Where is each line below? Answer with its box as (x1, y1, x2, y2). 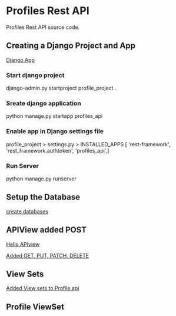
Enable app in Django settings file (6, 127, 104, 136)
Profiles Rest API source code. (6, 24, 80, 31)
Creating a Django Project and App (6, 41, 135, 51)
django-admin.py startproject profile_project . (6, 84, 117, 92)
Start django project (6, 71, 65, 79)
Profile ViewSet (6, 302, 65, 312)
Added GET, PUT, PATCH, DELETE (6, 252, 89, 259)
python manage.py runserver (6, 175, 77, 182)
